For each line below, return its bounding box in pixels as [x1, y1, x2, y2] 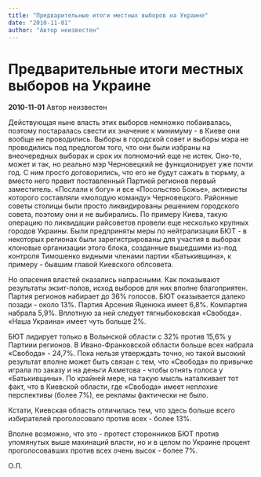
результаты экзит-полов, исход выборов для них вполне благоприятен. [8, 284, 248, 293]
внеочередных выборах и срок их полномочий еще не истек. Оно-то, [8, 151, 241, 161]
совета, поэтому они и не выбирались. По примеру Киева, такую [8, 210, 228, 219]
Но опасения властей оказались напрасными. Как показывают [8, 275, 220, 284]
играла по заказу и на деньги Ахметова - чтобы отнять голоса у [8, 365, 223, 375]
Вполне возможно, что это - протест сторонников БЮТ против [8, 429, 219, 438]
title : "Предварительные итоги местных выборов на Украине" [8, 11, 209, 20]
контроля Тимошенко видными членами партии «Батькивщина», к [8, 251, 232, 261]
